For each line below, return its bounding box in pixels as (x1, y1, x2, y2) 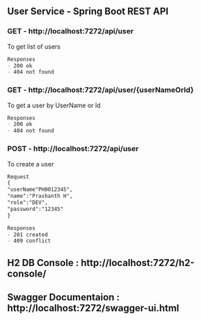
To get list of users (7, 42, 61, 51)
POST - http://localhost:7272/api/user (7, 144, 139, 154)
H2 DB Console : (7, 257, 79, 269)
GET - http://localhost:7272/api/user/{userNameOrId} (7, 85, 194, 95)
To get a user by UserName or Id (7, 101, 101, 109)
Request (7, 173, 30, 180)
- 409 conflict (7, 237, 51, 244)
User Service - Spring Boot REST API (7, 6, 169, 17)
